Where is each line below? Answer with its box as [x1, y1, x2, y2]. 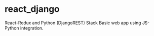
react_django [4, 3, 60, 15]
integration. [20, 25, 44, 31]
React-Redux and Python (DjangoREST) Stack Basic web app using [4, 20, 141, 26]
